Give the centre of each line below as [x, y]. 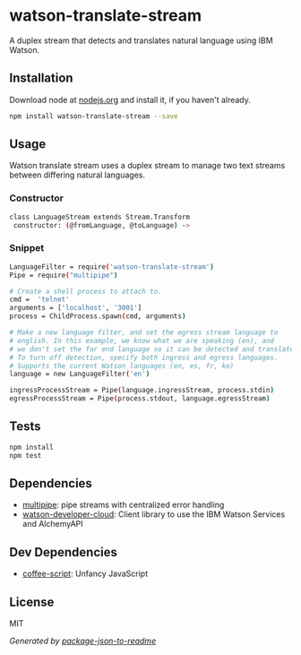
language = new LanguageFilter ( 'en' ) [80, 374]
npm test [26, 455]
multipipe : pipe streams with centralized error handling [123, 505]
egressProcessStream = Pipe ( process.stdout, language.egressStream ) [140, 399]
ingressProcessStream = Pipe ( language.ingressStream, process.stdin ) [142, 391]
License [32, 602]
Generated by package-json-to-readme [83, 641]
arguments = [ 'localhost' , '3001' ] [76, 308]
